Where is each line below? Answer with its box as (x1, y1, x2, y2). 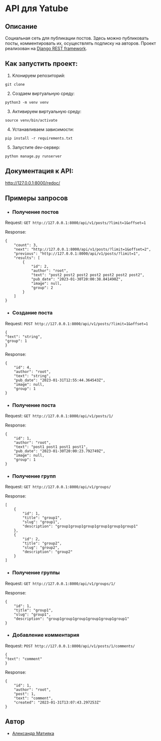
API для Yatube (5, 3, 69, 14)
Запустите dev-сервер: (12, 144, 60, 150)
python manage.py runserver (5, 154, 62, 159)
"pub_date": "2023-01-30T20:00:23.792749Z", (14, 448, 106, 453)
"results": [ (14, 256, 40, 260)
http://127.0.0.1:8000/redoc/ (5, 180, 60, 185)
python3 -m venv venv (5, 100, 49, 105)
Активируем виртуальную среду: (12, 108, 82, 114)
